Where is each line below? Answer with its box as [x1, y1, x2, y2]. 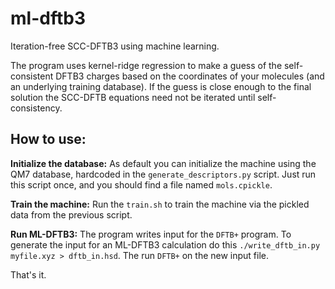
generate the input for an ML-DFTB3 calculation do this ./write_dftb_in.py [10, 238, 321, 251]
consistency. [10, 102, 63, 114]
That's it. [10, 268, 47, 281]
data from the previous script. [10, 208, 133, 221]
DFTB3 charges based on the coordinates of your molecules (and [55, 70, 325, 82]
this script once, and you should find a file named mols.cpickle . [10, 178, 273, 191]
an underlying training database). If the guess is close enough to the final [10, 80, 312, 92]
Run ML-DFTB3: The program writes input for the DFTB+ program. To [10, 228, 292, 240]
